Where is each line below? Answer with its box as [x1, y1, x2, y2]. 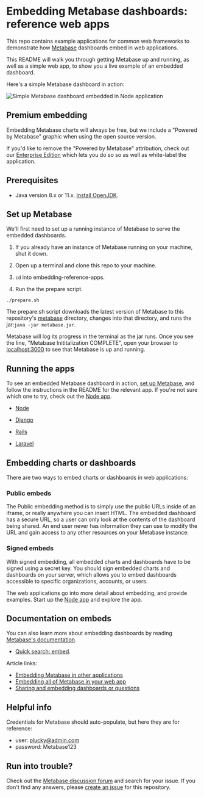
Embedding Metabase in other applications [15, 671, 123, 679]
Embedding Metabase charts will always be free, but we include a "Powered [6, 126, 197, 134]
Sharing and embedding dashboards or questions [15, 685, 140, 692]
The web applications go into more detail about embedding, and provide [6, 589, 188, 596]
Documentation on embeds [6, 613, 111, 624]
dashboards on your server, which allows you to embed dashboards [6, 571, 177, 578]
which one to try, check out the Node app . [6, 392, 113, 400]
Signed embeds [6, 544, 54, 553]
